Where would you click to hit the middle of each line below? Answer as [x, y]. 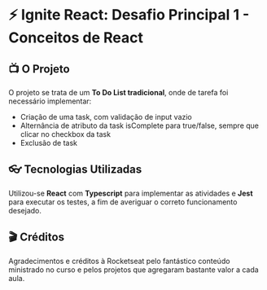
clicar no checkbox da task [66, 134]
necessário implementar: [50, 101]
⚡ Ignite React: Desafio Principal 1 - [129, 15]
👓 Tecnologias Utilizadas [75, 170]
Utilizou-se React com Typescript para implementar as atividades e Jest [131, 193]
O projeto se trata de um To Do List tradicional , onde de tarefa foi [118, 92]
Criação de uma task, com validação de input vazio [106, 117]
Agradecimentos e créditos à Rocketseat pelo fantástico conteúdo [119, 261]
